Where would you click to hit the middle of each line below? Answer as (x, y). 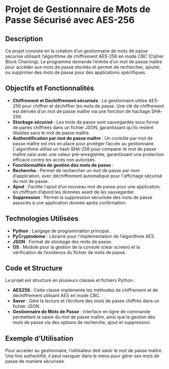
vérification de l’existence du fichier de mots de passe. (69, 252)
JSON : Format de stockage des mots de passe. (62, 241)
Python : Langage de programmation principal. (61, 231)
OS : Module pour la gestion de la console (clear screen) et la (76, 247)
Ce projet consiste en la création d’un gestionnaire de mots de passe (76, 51)
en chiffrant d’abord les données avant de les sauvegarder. (74, 192)
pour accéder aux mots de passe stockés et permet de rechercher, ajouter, (83, 67)
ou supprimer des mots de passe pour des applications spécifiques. (76, 72)
